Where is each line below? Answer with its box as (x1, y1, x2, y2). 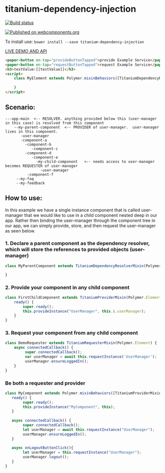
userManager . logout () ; (23, 455, 69, 460)
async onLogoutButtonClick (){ (11, 446, 74, 450)
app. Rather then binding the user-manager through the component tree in (5, 217, 156, 223)
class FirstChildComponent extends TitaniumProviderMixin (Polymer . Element (5, 295, 162, 300)
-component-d (25, 151, 52, 156)
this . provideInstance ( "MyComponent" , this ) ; (23, 404, 115, 409)
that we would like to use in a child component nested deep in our (24, 212, 158, 218)
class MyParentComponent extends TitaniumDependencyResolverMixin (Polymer (5, 263, 162, 268)
